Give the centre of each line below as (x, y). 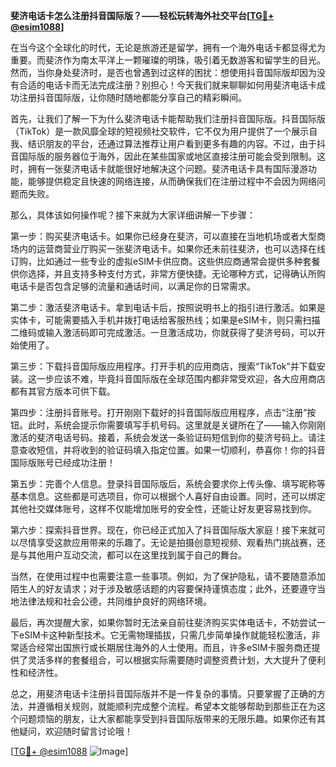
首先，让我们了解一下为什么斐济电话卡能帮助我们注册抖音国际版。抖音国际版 (168, 118)
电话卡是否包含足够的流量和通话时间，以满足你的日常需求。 (133, 286)
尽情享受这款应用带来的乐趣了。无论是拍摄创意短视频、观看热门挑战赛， (167, 542)
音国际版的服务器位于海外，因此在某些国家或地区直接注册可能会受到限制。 (163, 156)
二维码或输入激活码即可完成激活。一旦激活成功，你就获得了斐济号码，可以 (163, 332)
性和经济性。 (36, 672)
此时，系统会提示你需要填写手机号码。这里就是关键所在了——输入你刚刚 (176, 425)
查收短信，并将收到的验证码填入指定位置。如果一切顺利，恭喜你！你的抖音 (172, 450)
